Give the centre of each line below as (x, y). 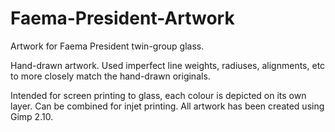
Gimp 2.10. (32, 116)
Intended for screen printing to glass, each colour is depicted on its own (158, 95)
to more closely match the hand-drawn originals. (110, 76)
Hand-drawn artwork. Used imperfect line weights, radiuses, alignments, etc (168, 65)
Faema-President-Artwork (122, 18)
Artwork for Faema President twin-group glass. (107, 46)
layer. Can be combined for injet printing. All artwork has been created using (167, 106)
